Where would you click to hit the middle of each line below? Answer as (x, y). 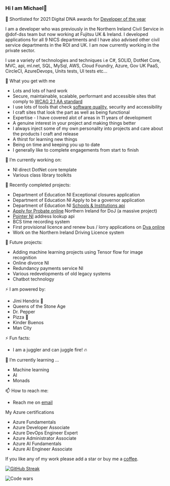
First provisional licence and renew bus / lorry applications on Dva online (89, 227)
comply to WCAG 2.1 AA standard (47, 101)
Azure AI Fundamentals (37, 444)
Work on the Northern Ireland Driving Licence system (68, 232)
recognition (25, 258)
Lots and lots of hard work (40, 91)
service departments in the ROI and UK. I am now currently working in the (82, 45)
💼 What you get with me (30, 81)
